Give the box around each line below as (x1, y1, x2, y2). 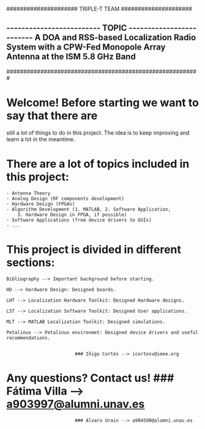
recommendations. (6, 335, 51, 341)
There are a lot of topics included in (6, 157, 190, 171)
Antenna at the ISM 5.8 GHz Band (6, 51, 136, 62)
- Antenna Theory (6, 190, 51, 196)
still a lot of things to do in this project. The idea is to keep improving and (6, 129, 190, 136)
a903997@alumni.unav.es (6, 397, 145, 411)
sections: (6, 255, 55, 269)
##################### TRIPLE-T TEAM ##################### (6, 6, 193, 12)
